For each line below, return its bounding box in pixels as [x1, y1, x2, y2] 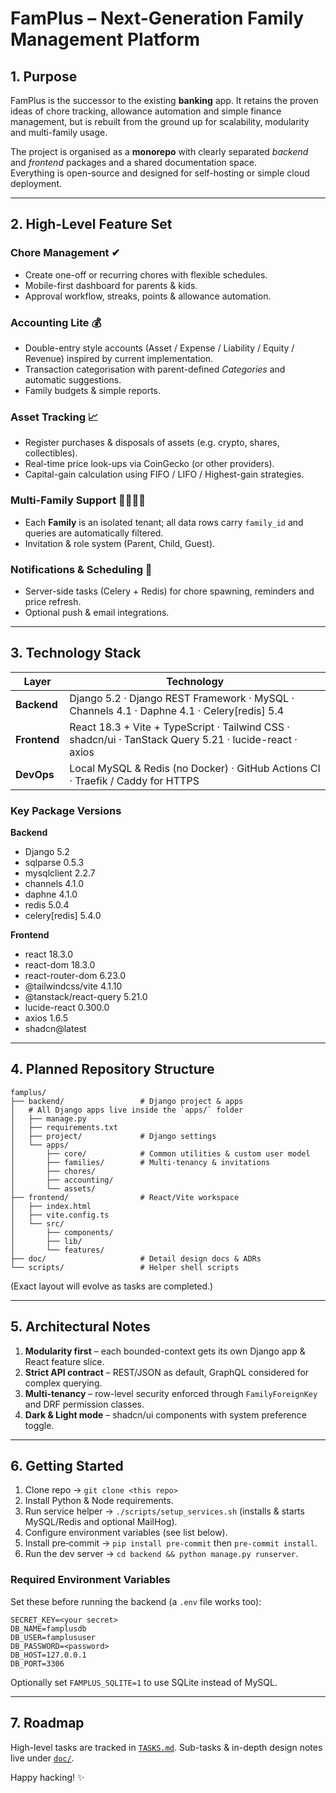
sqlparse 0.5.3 [24, 856, 85, 868]
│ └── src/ [10, 1218, 65, 1229]
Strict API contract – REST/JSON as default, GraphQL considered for [24, 1366, 310, 1378]
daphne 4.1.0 [24, 888, 78, 900]
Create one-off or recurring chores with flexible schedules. [24, 268, 268, 281]
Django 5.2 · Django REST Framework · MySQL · [69, 691, 295, 705]
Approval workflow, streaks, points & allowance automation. [24, 290, 272, 302]
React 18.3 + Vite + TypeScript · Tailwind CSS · [69, 720, 290, 734]
